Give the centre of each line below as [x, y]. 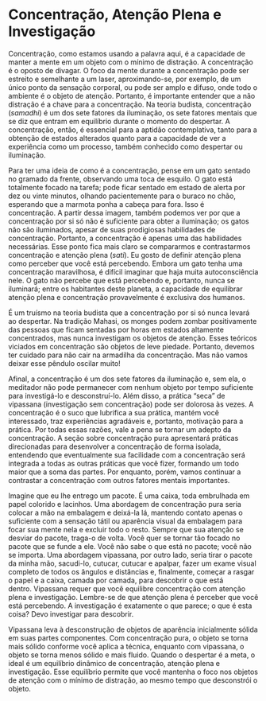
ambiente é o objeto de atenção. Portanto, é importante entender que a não [132, 95]
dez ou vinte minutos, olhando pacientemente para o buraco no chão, [122, 196]
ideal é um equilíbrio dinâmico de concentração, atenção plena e [114, 663]
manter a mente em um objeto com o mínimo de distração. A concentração [131, 62]
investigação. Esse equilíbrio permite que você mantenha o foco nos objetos [133, 672]
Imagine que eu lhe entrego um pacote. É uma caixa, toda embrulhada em [129, 496]
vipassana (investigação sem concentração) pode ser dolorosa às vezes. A [131, 404]
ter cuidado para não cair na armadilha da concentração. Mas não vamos [128, 355]
